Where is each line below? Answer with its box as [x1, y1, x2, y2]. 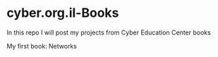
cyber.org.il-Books [6, 5, 119, 21]
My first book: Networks [6, 42, 77, 50]
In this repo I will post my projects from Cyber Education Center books [6, 28, 211, 37]
